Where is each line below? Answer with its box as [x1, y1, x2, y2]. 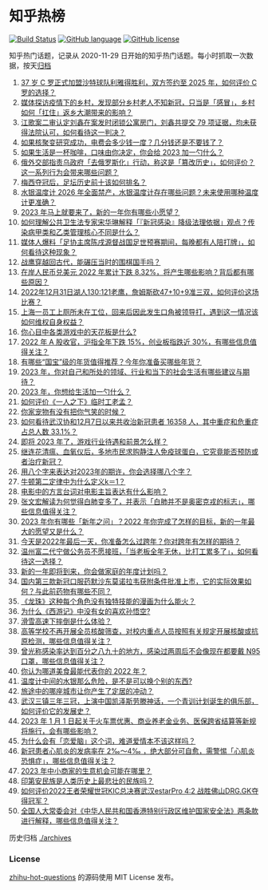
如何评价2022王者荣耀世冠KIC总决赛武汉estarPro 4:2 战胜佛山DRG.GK [20, 785, 252, 795]
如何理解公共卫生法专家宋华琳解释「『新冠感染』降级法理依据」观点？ [20, 217, 248, 227]
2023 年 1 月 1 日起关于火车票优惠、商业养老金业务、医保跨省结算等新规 [20, 716, 257, 726]
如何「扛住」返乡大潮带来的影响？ [20, 107, 133, 117]
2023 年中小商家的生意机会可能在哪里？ [20, 765, 152, 775]
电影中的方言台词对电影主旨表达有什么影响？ [20, 486, 168, 496]
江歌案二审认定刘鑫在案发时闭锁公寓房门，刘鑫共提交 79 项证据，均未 [20, 117, 250, 127]
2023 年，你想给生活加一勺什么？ [20, 386, 132, 396]
